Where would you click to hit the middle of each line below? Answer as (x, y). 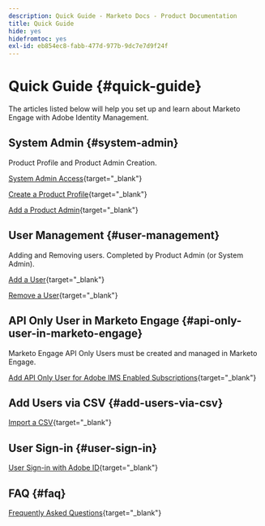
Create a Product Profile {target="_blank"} (78, 194)
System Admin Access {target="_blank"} (75, 178)
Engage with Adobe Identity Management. (79, 118)
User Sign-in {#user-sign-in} (83, 448)
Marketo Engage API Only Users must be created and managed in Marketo (133, 353)
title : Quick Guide (41, 24)
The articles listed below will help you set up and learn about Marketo (124, 109)
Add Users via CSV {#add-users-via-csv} (116, 403)
